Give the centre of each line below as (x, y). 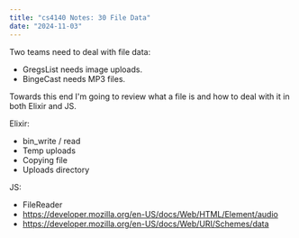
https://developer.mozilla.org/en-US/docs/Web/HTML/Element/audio (150, 214)
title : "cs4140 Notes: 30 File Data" (80, 18)
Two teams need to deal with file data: (80, 51)
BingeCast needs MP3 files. (74, 78)
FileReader (42, 205)
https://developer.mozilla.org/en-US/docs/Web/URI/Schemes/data (145, 224)
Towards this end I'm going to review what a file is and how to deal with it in (149, 96)
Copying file (45, 160)
